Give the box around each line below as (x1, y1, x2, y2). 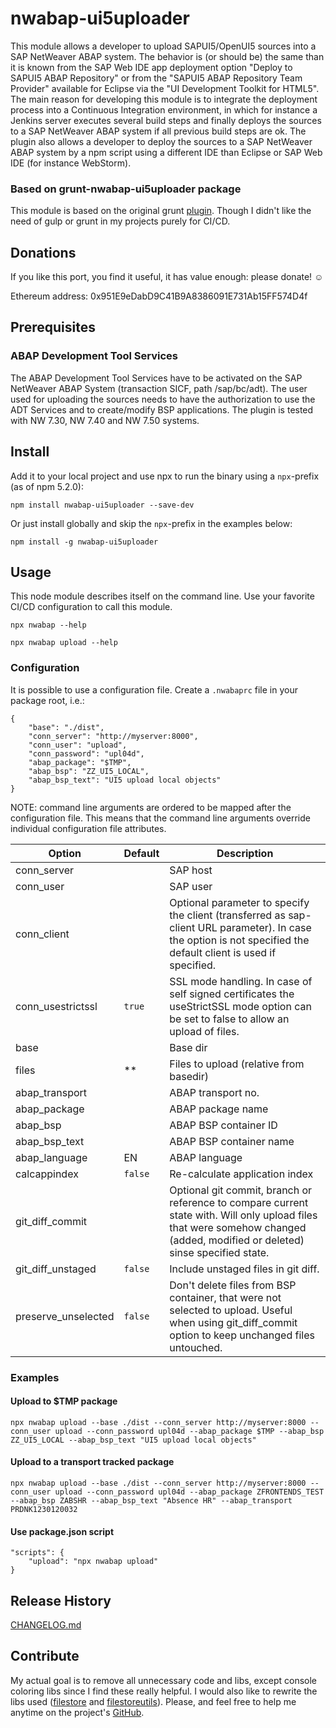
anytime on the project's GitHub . (10, 1706, 145, 1718)
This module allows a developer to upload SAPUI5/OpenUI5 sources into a (10, 40, 317, 52)
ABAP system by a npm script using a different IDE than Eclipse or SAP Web (10, 146, 323, 158)
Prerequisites (10, 319, 96, 336)
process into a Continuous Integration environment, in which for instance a (10, 103, 318, 116)
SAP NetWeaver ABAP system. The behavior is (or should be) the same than (10, 50, 325, 62)
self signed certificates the (169, 987, 295, 1001)
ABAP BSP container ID (169, 1118, 278, 1132)
